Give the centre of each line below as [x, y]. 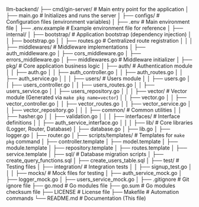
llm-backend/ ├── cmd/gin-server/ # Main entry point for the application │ [98, 9]
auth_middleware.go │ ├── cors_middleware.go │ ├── [73, 53]
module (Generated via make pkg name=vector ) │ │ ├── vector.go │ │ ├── [96, 97]
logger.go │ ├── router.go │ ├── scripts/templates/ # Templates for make [96, 135]
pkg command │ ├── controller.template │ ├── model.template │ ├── [92, 141]
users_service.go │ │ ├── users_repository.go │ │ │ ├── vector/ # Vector [97, 91]
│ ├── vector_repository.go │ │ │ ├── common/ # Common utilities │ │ [94, 110]
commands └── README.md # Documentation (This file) [76, 198]
